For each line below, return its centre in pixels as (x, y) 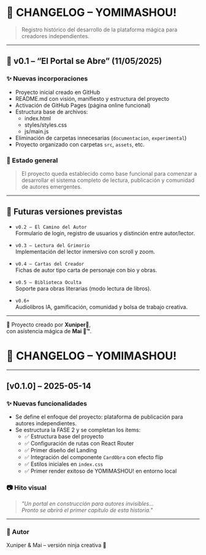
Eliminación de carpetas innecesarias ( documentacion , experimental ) (101, 138)
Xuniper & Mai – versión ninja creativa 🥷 (56, 545)
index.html (37, 118)
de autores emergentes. (51, 186)
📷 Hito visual (27, 488)
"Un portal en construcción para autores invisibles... (88, 503)
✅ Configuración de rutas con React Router (79, 443)
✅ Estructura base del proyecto (64, 436)
